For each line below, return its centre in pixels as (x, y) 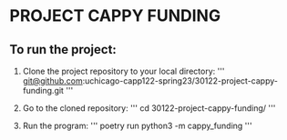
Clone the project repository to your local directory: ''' (123, 71)
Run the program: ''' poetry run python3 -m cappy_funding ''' (137, 125)
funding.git (43, 90)
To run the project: (63, 50)
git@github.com (53, 81)
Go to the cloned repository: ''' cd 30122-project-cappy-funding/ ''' (149, 108)
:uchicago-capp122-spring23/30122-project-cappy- (180, 81)
